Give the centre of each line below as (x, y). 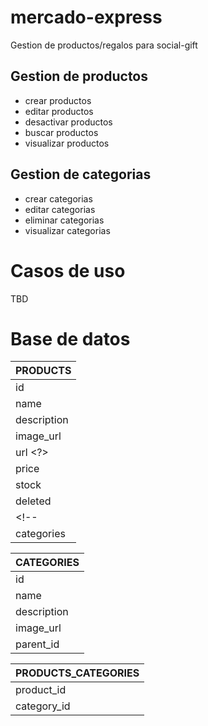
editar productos (59, 111)
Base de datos (70, 338)
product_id (41, 690)
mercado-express (86, 17)
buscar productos (61, 132)
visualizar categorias (67, 230)
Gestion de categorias (81, 174)
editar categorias (60, 209)
